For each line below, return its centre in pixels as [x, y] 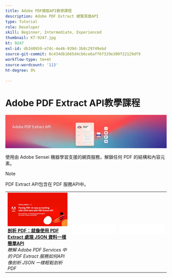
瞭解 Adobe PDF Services [34, 250]
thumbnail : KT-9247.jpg [31, 38]
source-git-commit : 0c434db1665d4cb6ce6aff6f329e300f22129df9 [73, 54]
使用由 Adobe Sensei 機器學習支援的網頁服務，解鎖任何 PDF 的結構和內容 [83, 157]
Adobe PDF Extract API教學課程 [73, 103]
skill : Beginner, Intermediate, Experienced [53, 33]
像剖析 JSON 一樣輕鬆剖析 [35, 263]
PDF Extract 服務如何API [39, 256]
